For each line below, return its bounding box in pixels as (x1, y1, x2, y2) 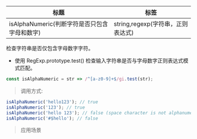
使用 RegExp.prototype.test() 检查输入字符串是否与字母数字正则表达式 (14, 57, 184, 64)
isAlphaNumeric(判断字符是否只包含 (9, 20, 108, 28)
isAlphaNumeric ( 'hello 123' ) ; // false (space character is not (6, 110, 167, 116)
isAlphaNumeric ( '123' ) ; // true (6, 105, 85, 110)
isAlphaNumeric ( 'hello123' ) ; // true (6, 99, 98, 105)
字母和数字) (9, 29, 41, 37)
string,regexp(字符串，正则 (113, 20, 188, 28)
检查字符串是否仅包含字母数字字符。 (6, 45, 94, 51)
